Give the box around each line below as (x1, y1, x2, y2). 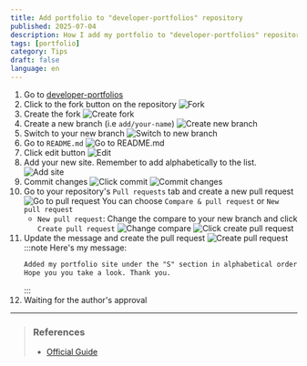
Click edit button (23, 147, 86, 158)
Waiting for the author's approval (23, 294, 148, 305)
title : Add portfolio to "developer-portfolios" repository (10, 13, 244, 23)
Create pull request (36, 224, 116, 233)
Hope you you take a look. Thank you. (23, 268, 171, 278)
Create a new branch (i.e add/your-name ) (23, 117, 176, 128)
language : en (10, 65, 60, 74)
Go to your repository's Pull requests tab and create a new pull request (23, 186, 294, 197)
